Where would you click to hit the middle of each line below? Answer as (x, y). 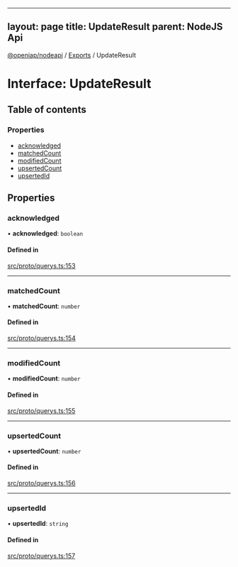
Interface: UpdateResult (79, 84)
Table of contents (47, 110)
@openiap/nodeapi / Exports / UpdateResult (72, 55)
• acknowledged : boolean (45, 233)
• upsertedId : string (38, 524)
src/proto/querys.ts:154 (42, 338)
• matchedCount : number (44, 306)
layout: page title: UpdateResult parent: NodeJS (115, 27)
